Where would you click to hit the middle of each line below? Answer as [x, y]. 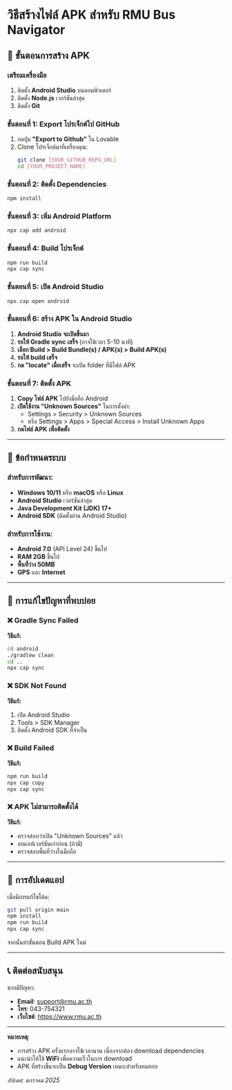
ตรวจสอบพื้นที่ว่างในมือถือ [47, 851]
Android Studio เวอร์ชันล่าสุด [55, 500]
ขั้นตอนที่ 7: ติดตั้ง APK [39, 383]
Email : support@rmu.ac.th [55, 1001]
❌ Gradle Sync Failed [43, 620]
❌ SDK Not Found [37, 686]
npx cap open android [38, 301]
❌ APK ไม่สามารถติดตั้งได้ [43, 807]
